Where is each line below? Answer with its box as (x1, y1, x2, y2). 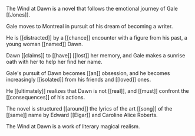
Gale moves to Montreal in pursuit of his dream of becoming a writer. (6, 23, 173, 30)
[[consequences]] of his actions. (6, 94, 85, 101)
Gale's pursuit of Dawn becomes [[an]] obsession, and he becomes (6, 70, 170, 76)
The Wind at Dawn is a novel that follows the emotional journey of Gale (6, 5, 178, 12)
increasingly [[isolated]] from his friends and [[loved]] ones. (6, 76, 151, 83)
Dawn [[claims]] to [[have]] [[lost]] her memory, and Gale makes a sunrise (6, 52, 186, 59)
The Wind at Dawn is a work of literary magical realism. (6, 123, 140, 129)
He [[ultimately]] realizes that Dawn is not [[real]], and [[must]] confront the (6, 88, 190, 94)
